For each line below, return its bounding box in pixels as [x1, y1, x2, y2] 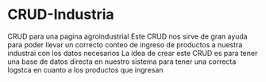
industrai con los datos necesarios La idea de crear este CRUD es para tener [7, 48, 258, 58]
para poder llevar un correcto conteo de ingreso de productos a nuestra [7, 39, 243, 49]
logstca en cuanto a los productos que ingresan [7, 65, 164, 74]
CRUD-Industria [7, 6, 114, 24]
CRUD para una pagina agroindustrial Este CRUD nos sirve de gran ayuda [7, 32, 248, 41]
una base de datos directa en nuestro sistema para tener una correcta [7, 57, 237, 66]
